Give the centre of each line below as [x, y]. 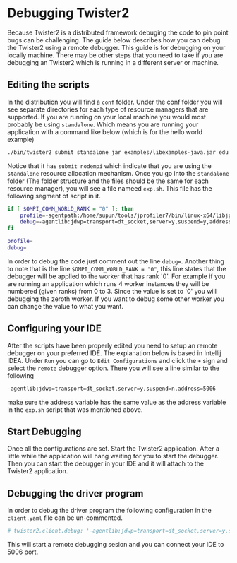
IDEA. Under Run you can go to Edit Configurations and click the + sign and [117, 360]
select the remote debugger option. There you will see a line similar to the [114, 368]
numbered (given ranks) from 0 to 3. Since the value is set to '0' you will [112, 291]
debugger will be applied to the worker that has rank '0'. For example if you [116, 276]
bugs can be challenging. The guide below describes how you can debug [114, 40]
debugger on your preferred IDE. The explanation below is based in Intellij [114, 353]
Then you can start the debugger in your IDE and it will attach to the [106, 463]
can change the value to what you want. [65, 306]
